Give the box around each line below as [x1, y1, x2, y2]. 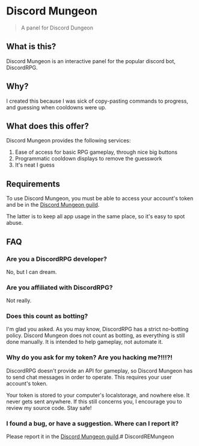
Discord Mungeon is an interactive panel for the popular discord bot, [6, 57, 176, 64]
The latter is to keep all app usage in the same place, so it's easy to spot [6, 213, 185, 220]
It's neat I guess [14, 161, 55, 169]
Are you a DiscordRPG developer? [6, 254, 107, 263]
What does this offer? [6, 121, 89, 131]
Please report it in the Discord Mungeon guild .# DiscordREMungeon [6, 433, 174, 440]
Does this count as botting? [6, 312, 88, 320]
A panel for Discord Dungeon [20, 24, 93, 31]
